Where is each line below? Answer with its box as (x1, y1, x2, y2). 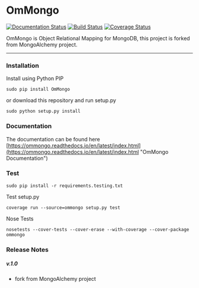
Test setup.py (6, 193, 40, 200)
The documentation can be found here (6, 135, 101, 143)
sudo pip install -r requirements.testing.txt (6, 182, 123, 189)
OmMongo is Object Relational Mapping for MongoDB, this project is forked (6, 34, 191, 42)
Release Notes (6, 245, 49, 254)
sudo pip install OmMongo (6, 87, 70, 93)
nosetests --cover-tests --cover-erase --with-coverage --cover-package (6, 226, 190, 232)
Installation (6, 61, 40, 69)
